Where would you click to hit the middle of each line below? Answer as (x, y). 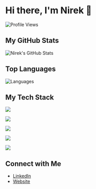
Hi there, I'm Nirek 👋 (49, 10)
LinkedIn (22, 176)
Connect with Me (33, 164)
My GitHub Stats (32, 41)
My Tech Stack (30, 97)
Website (22, 181)
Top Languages (31, 69)
